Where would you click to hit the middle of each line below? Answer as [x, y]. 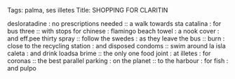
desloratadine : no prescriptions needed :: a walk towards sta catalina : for [114, 23]
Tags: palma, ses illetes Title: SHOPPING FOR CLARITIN [88, 10]
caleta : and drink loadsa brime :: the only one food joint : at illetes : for [109, 53]
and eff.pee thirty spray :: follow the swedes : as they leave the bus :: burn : [116, 38]
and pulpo [22, 68]
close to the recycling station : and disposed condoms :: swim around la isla [116, 46]
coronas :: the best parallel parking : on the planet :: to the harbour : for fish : [118, 61]
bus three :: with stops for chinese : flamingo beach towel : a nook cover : [113, 31]
